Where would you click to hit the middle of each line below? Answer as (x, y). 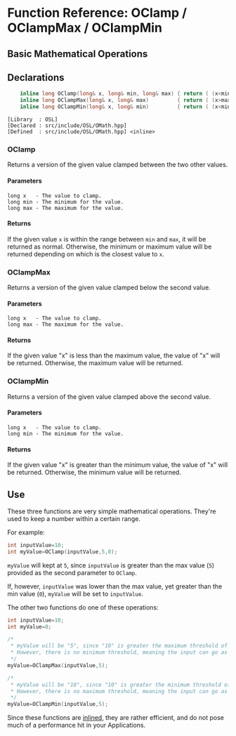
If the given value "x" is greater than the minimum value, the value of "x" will (118, 465)
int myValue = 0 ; (29, 626)
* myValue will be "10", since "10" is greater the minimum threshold (116, 685)
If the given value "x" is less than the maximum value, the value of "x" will (114, 355)
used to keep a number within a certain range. (74, 518)
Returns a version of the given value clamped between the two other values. (118, 165)
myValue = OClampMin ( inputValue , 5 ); (58, 704)
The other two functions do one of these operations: (83, 607)
